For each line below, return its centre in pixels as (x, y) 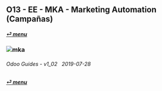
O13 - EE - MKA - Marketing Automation (81, 10)
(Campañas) (30, 19)
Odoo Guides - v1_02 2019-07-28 (49, 64)
